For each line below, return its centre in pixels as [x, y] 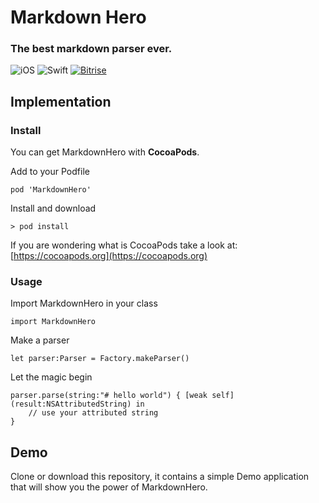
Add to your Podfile [50, 172]
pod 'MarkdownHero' [51, 190]
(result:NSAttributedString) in [77, 404]
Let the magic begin [51, 377]
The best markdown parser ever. [91, 49]
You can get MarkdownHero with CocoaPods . [105, 152]
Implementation [61, 101]
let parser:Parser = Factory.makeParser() [100, 359]
